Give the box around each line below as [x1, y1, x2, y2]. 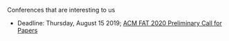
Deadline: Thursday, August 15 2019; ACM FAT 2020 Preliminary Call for [17, 19, 223, 27]
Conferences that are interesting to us [7, 6, 116, 14]
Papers [17, 27, 38, 34]
